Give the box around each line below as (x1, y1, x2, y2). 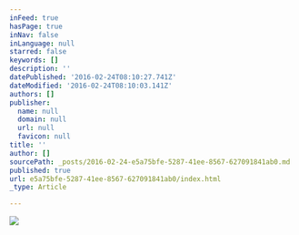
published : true (9, 166, 71, 175)
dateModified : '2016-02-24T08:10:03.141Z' (9, 81, 173, 90)
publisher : (9, 97, 51, 107)
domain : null (17, 115, 67, 124)
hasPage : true (9, 22, 64, 31)
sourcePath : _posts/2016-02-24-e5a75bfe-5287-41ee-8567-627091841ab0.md (9, 157, 291, 167)
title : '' (9, 140, 47, 149)
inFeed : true (9, 13, 59, 23)
